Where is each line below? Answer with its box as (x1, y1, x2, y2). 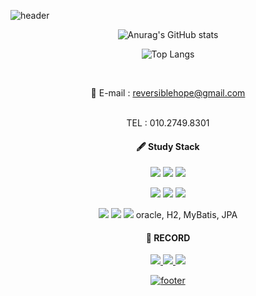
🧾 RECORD (145, 231, 191, 244)
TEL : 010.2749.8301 (126, 117, 210, 129)
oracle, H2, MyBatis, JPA (135, 209, 238, 221)
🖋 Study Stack (136, 140, 200, 152)
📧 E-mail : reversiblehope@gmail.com (90, 87, 246, 99)
